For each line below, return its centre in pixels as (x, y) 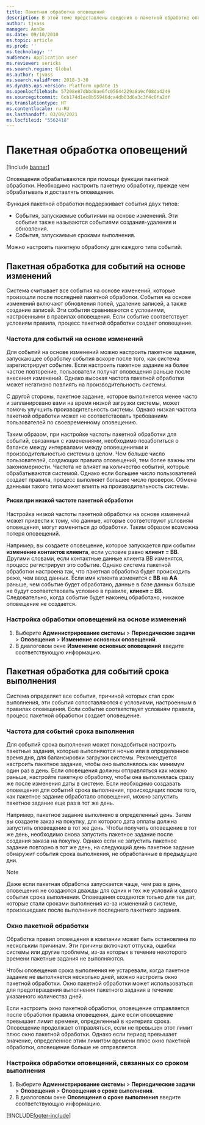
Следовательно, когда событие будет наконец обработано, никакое (95, 597)
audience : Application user (42, 57)
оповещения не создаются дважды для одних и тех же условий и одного (102, 890)
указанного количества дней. (45, 997)
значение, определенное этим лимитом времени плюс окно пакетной (98, 1041)
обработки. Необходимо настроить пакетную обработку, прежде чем (98, 186)
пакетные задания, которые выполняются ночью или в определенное (98, 751)
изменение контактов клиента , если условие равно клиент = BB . (93, 551)
